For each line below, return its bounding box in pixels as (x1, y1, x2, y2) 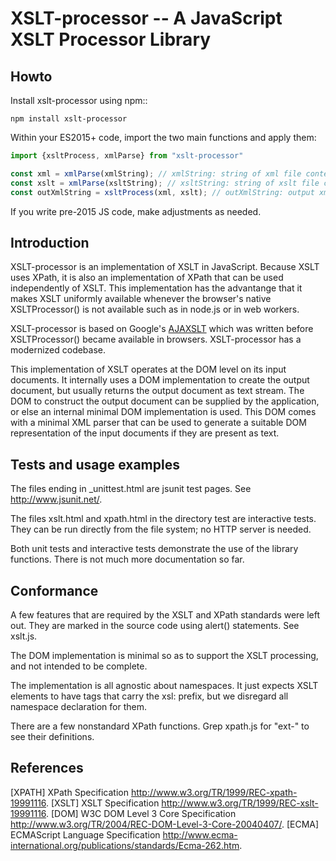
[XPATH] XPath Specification (10, 786, 129, 798)
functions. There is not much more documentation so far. (10, 553, 245, 566)
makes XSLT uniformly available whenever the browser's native (10, 293, 272, 305)
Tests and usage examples (10, 456, 180, 473)
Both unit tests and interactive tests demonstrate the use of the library (10, 543, 299, 555)
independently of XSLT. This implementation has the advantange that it (10, 282, 303, 294)
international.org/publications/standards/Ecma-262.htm (10, 839, 240, 851)
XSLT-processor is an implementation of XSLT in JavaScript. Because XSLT (10, 261, 320, 273)
